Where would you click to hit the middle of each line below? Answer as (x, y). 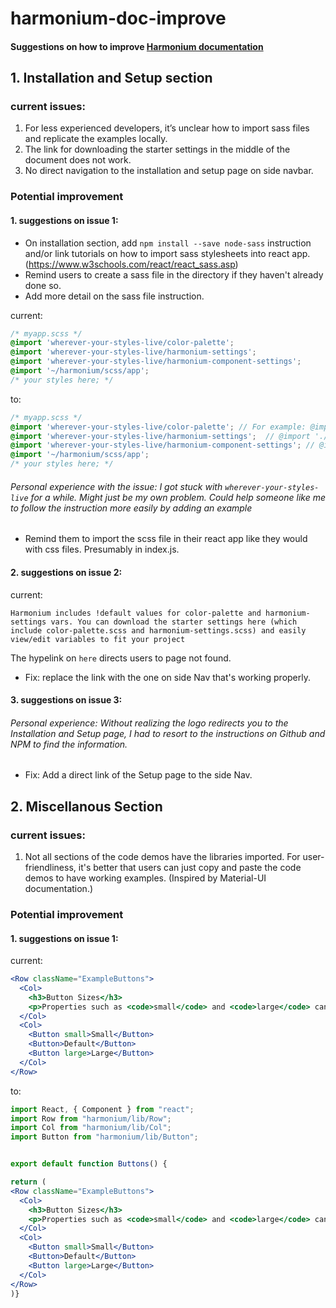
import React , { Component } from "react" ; (102, 1109)
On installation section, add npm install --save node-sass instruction (168, 243)
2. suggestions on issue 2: (66, 572)
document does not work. (78, 160)
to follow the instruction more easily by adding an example (131, 508)
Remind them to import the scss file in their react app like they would (166, 539)
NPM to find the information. (69, 744)
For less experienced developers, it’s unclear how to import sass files (167, 128)
